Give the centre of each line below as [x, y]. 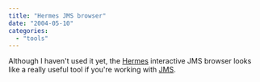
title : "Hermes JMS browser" [57, 16]
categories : [28, 31]
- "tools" [32, 38]
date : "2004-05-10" [41, 23]
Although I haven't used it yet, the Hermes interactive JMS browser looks [130, 61]
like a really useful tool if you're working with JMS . [92, 70]
